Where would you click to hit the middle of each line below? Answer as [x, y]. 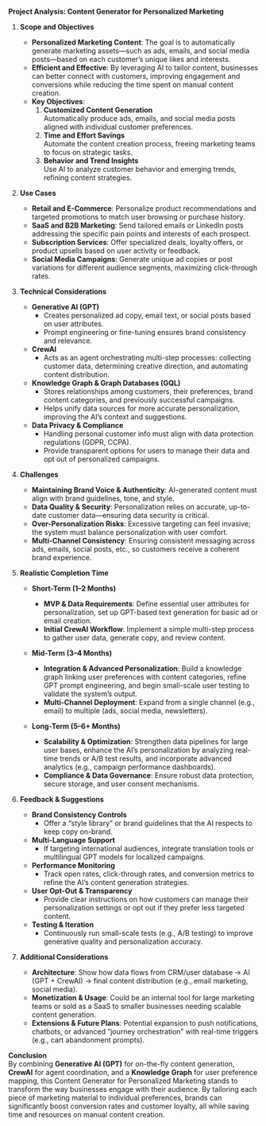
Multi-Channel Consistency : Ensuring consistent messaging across [143, 541]
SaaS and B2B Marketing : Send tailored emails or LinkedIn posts [138, 225]
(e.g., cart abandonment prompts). [88, 1040]
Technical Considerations [63, 291]
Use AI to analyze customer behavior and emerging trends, [140, 169]
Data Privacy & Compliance [77, 425]
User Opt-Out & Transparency [82, 891]
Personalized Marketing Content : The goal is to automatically [133, 42]
